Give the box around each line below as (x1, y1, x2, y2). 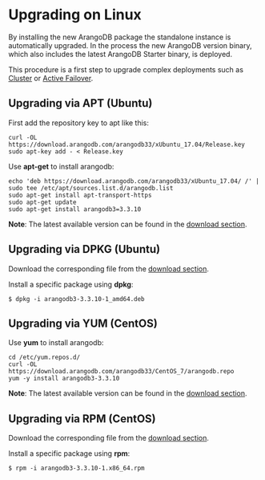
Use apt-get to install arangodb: (8, 161, 114, 171)
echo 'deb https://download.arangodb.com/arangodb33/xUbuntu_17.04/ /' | (8, 177, 260, 185)
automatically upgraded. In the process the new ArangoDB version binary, (8, 40, 252, 50)
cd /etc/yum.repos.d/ (8, 353, 81, 362)
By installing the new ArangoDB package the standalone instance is (8, 32, 231, 42)
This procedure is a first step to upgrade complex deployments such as (8, 64, 244, 74)
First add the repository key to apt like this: (8, 118, 150, 128)
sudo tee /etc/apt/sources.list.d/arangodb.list (8, 184, 174, 192)
